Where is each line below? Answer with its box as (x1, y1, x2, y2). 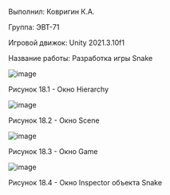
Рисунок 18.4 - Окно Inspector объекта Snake (8, 178, 162, 187)
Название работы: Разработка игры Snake (8, 54, 153, 63)
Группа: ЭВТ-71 (8, 22, 60, 31)
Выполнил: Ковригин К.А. (8, 7, 95, 16)
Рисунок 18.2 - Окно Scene (8, 116, 100, 125)
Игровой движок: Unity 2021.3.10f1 (8, 38, 125, 47)
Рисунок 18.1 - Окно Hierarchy (8, 84, 109, 94)
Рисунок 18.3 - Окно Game (8, 147, 98, 156)
